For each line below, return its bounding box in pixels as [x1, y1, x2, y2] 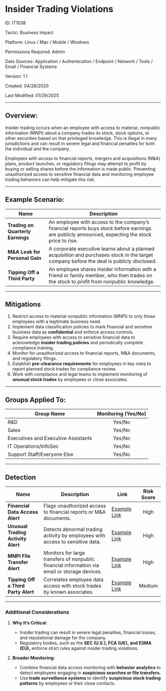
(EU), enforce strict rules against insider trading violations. [19, 645, 139, 651]
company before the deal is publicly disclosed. [48, 257, 157, 264]
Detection [5, 473, 36, 482]
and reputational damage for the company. [19, 635, 107, 641]
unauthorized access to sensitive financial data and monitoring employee [5, 171, 154, 177]
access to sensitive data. [43, 538, 101, 545]
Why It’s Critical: [12, 620, 48, 626]
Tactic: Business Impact [5, 29, 54, 35]
